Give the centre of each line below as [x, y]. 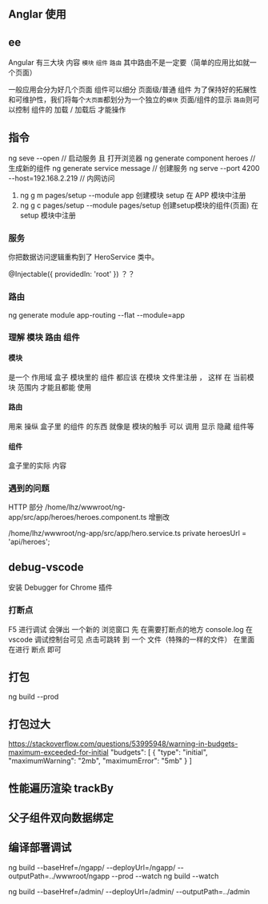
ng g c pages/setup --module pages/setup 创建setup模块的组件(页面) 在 [139, 205]
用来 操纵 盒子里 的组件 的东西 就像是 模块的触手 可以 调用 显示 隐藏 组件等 [131, 426]
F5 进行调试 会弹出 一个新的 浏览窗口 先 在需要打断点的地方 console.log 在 [131, 629]
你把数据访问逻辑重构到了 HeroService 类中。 [83, 257]
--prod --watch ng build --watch [165, 876]
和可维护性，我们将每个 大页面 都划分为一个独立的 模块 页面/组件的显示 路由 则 [131, 99]
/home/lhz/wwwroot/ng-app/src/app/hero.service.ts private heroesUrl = [127, 533]
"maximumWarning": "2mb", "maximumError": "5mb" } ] [100, 761]
